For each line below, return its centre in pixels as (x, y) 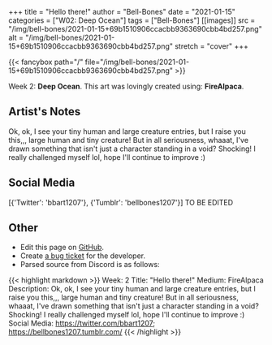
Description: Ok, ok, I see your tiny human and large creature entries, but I (132, 289)
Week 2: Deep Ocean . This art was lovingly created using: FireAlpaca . (126, 86)
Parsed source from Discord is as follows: (90, 265)
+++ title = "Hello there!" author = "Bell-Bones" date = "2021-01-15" (122, 12)
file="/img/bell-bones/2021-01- (137, 62)
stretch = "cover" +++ (212, 46)
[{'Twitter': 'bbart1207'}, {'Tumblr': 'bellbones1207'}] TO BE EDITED (121, 202)
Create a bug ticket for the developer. (83, 256)
